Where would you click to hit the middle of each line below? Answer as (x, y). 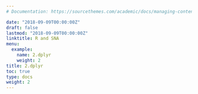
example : (22, 50)
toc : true (18, 71)
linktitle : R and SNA (33, 39)
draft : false (22, 28)
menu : (13, 44)
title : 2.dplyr (25, 66)
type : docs (19, 77)
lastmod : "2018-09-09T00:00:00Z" (47, 33)
